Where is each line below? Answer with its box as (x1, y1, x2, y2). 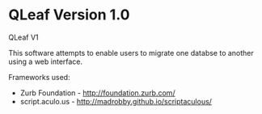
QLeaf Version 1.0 (8, 6, 130, 24)
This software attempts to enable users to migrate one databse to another (8, 48, 255, 57)
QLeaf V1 (8, 32, 39, 42)
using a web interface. (8, 57, 83, 66)
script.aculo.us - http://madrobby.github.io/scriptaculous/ (19, 96, 213, 106)
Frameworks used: (8, 72, 70, 82)
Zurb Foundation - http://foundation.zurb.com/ (19, 87, 175, 98)
